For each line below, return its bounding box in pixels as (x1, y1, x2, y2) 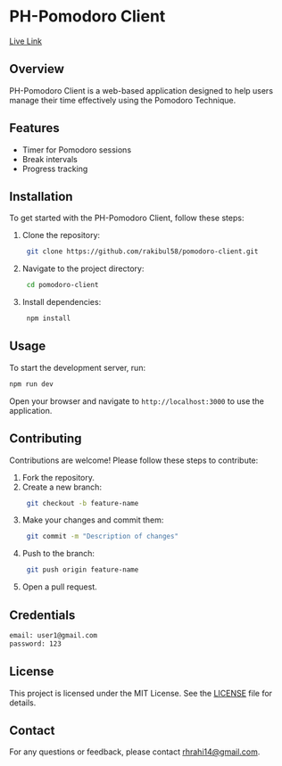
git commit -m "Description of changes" (26, 532, 179, 541)
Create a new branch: (21, 482, 103, 492)
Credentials (9, 607, 76, 622)
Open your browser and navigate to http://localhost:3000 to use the (9, 395, 265, 407)
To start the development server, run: (9, 362, 145, 373)
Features (9, 120, 60, 136)
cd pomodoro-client (26, 281, 99, 290)
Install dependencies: (21, 297, 102, 308)
